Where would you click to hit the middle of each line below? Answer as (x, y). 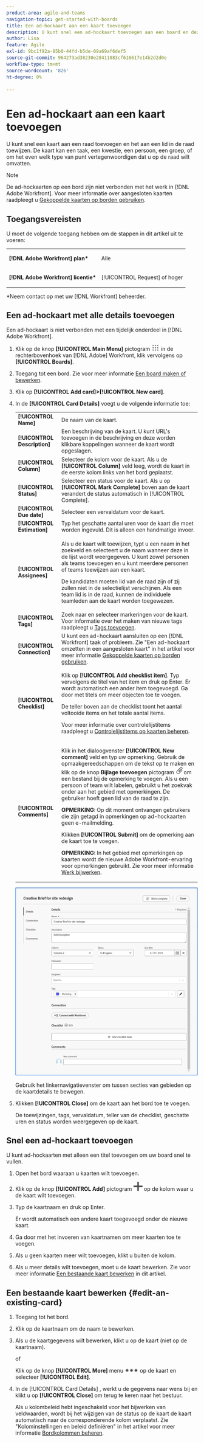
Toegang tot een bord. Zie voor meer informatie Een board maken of (100, 373)
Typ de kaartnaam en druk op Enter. (60, 1207)
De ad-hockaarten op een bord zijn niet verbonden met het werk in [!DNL (98, 187)
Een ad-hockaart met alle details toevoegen (90, 315)
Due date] (31, 515)
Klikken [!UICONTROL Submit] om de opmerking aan (128, 834)
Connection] (34, 652)
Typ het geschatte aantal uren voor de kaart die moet (128, 524)
